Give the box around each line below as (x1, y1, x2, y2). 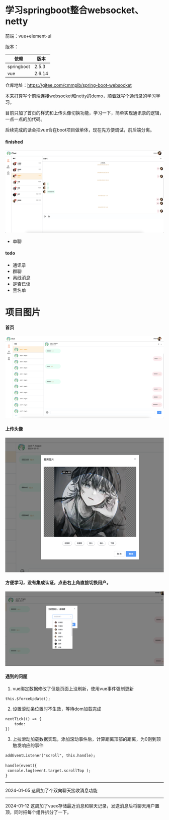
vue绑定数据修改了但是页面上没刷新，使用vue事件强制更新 (12, 686, 134, 692)
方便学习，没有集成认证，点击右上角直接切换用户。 (5, 580, 111, 586)
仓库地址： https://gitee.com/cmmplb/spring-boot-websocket (5, 82, 132, 88)
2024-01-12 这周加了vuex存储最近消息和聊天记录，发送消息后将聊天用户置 (5, 803, 159, 809)
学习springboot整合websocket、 (5, 5, 144, 16)
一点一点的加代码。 (5, 116, 45, 122)
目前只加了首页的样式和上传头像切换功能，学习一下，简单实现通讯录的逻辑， (5, 110, 164, 116)
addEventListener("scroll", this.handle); (5, 753, 96, 759)
